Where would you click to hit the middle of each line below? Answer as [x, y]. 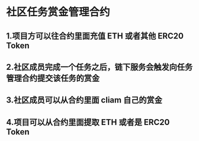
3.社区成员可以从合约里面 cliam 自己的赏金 [84, 100]
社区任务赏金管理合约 [58, 12]
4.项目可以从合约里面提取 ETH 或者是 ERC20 [88, 122]
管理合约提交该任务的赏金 [53, 78]
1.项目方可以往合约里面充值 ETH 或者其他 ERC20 [95, 36]
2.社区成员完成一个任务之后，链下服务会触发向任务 [99, 67]
